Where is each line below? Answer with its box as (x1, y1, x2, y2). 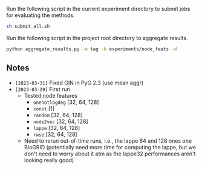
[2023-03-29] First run (15, 85, 71, 93)
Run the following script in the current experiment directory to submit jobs (6, 5, 191, 12)
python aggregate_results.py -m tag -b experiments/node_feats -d (6, 46, 177, 52)
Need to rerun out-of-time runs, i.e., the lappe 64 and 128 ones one (24, 137, 192, 144)
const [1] (33, 104, 55, 112)
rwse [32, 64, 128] (33, 131, 77, 138)
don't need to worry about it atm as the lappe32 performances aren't (24, 150, 196, 157)
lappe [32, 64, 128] (33, 124, 80, 131)
